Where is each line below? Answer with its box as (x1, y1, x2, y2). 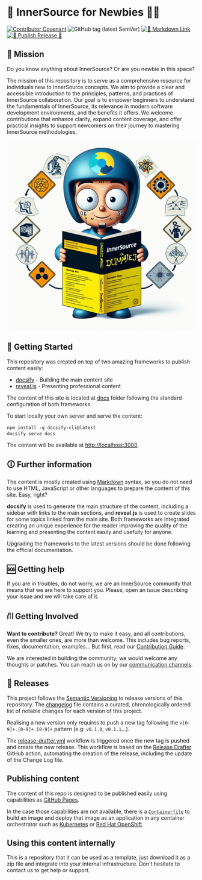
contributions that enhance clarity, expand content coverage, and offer (7, 115, 182, 122)
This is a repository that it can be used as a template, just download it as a (7, 854, 191, 861)
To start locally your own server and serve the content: (7, 412, 143, 420)
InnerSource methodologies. (7, 128, 78, 135)
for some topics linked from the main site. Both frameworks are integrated (7, 515, 190, 523)
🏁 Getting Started (7, 342, 73, 352)
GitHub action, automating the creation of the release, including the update (7, 750, 192, 757)
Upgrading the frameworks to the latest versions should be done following (7, 540, 191, 547)
